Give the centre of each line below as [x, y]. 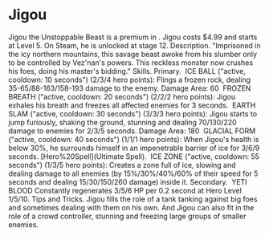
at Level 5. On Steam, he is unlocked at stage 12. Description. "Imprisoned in [134, 45]
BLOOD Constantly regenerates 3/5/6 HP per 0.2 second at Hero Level [125, 190]
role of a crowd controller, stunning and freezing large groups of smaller [127, 216]
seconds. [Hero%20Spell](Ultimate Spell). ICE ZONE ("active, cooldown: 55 [134, 156]
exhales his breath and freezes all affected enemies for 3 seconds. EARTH [132, 105]
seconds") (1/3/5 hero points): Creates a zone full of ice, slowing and [122, 165]
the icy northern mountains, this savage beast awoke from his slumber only [133, 54]
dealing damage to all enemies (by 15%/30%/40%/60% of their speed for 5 [133, 173]
